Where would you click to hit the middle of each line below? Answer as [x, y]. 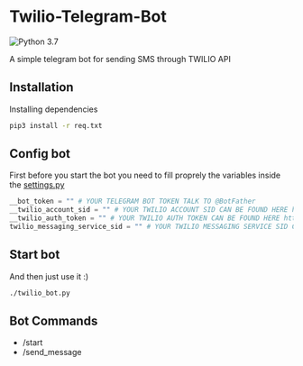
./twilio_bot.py [40, 293]
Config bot [40, 154]
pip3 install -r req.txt [56, 125]
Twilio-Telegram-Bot [88, 17]
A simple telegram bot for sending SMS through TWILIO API [120, 59]
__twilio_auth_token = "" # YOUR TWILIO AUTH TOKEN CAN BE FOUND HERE [145, 218]
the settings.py [37, 185]
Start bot [35, 255]
